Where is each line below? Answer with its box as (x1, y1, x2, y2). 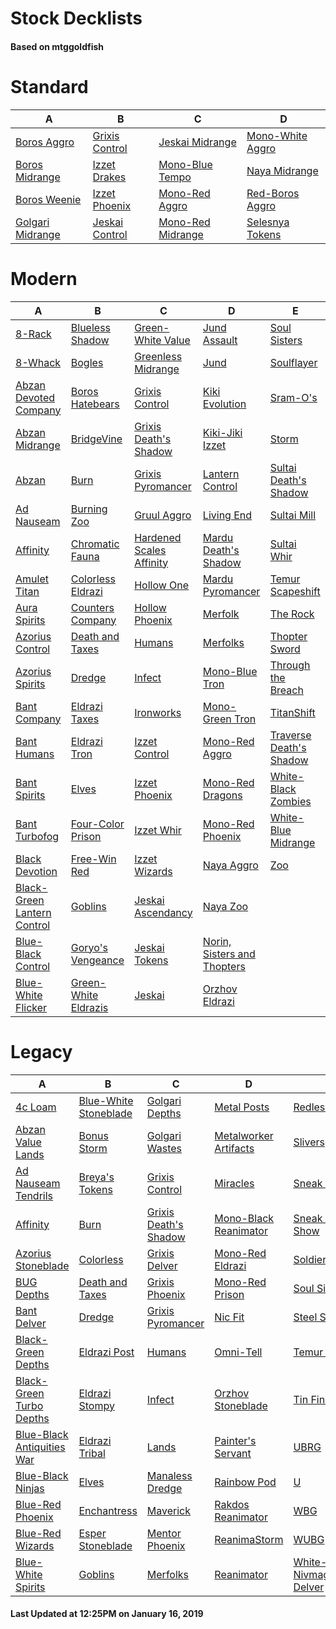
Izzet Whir (134, 823, 182, 837)
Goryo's (70, 940, 108, 954)
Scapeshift (269, 584, 321, 598)
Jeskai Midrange (158, 135, 237, 149)
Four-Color (70, 817, 125, 831)
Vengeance (70, 953, 125, 967)
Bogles (70, 355, 104, 369)
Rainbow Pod (214, 1475, 277, 1489)
